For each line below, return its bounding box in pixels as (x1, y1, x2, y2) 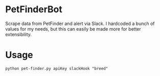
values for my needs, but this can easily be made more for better (5, 26, 141, 32)
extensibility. (5, 31, 32, 37)
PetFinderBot (5, 4, 63, 15)
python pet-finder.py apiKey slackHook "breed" (5, 66, 109, 71)
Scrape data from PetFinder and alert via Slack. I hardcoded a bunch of (5, 20, 155, 27)
